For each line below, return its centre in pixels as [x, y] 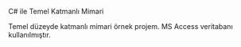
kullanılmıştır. [30, 35]
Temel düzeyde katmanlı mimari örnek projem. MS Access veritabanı [120, 26]
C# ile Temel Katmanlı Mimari [56, 11]
